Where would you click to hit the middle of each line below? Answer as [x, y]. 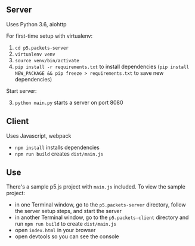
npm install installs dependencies [57, 147]
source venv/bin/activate [47, 60]
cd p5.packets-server [41, 48]
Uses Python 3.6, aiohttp [36, 24]
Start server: [21, 91]
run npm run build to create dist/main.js [65, 224]
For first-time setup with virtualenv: [49, 36]
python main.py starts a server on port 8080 [69, 102]
